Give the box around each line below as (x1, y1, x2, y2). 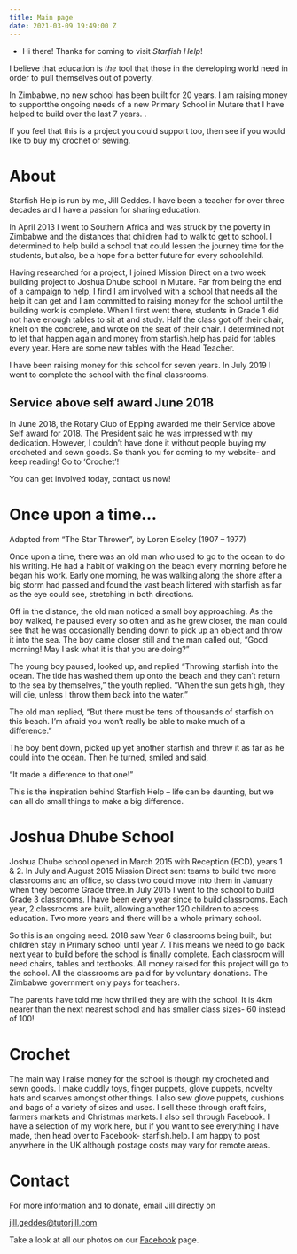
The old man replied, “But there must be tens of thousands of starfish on (9, 706, 275, 717)
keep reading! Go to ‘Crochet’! (9, 456, 120, 467)
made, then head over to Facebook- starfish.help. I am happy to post (9, 1131, 260, 1141)
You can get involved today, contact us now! (9, 474, 171, 485)
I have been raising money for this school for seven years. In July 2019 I (9, 360, 271, 371)
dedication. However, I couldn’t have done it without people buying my (9, 438, 267, 448)
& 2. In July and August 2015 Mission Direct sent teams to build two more (9, 866, 277, 877)
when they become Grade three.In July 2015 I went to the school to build (9, 885, 275, 895)
